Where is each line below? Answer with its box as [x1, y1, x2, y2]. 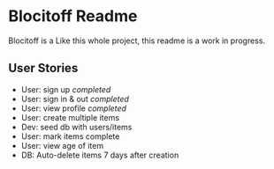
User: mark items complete [20, 130, 120, 142]
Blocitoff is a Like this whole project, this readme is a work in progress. [8, 35, 266, 46]
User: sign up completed [20, 84, 111, 94]
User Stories [8, 61, 79, 76]
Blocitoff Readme [8, 6, 138, 26]
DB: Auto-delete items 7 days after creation [20, 150, 179, 160]
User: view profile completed [20, 103, 127, 114]
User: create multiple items [20, 112, 120, 122]
